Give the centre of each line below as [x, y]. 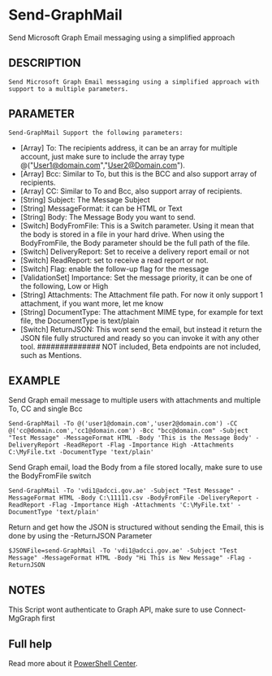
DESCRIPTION [45, 63]
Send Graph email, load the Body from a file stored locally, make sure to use [136, 467]
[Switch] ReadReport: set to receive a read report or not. [114, 260]
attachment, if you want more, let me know [92, 303]
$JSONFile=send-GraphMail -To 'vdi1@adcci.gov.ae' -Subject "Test [123, 551]
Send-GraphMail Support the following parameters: [96, 133]
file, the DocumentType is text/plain [80, 321]
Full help [30, 644]
